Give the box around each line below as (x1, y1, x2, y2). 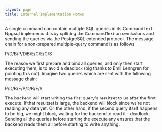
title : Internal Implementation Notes (5, 12, 84, 17)
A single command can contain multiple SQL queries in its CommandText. (5, 25, 154, 31)
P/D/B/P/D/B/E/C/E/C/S (5, 50, 53, 57)
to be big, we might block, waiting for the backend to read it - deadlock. (5, 110, 150, 116)
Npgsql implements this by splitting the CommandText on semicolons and (5, 31, 154, 36)
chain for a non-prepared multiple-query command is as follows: (5, 41, 136, 47)
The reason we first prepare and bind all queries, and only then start (5, 60, 143, 66)
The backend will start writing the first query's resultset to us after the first (5, 95, 156, 101)
